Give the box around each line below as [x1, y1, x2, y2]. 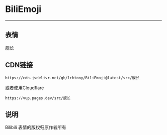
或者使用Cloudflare [5, 85, 44, 91]
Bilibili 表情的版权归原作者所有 [5, 125, 67, 131]
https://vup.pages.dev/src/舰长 [5, 96, 71, 101]
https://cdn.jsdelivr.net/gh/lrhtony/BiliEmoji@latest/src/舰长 [5, 75, 140, 80]
